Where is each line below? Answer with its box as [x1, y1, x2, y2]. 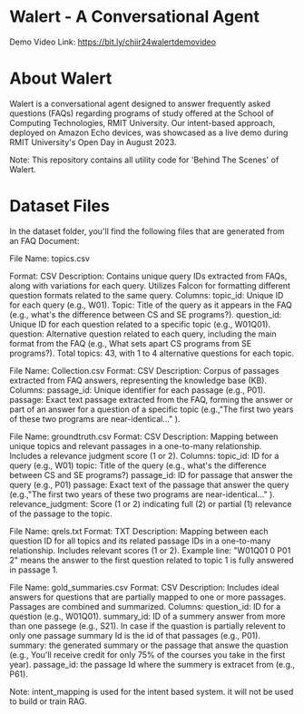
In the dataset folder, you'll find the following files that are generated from [9, 225, 285, 237]
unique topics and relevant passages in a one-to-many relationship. [9, 440, 262, 451]
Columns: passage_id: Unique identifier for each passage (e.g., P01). [9, 384, 266, 396]
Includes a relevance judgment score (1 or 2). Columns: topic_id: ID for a [9, 450, 279, 461]
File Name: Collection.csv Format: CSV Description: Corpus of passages [9, 365, 279, 376]
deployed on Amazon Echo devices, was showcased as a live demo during [9, 127, 289, 138]
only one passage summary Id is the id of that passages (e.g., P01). [9, 630, 261, 641]
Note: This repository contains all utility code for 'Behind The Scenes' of [9, 154, 279, 165]
